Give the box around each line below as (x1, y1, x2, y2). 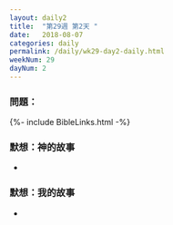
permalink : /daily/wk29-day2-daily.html (9, 47, 166, 56)
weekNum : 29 (9, 55, 55, 64)
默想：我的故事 (9, 187, 76, 200)
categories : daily (9, 38, 79, 48)
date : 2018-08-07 (9, 30, 84, 39)
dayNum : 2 (9, 64, 47, 73)
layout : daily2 (9, 13, 67, 23)
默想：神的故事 (9, 142, 76, 154)
